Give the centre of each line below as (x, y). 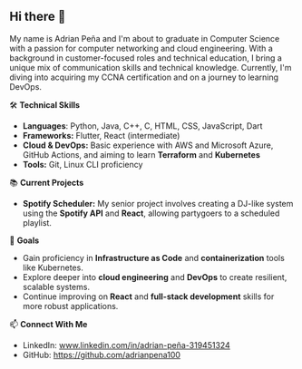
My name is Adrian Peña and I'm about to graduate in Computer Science (145, 38)
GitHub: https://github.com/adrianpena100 (102, 354)
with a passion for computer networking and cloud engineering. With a (141, 48)
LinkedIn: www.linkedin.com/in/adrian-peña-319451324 (127, 345)
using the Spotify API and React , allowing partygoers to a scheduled (151, 213)
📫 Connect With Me (49, 324)
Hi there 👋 (38, 17)
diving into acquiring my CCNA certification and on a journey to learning (144, 77)
